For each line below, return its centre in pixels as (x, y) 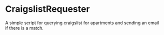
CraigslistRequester (47, 9)
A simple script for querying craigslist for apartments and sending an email (82, 23)
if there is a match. (24, 28)
